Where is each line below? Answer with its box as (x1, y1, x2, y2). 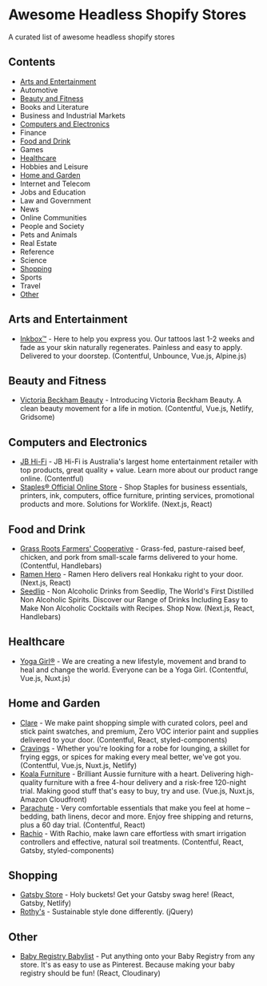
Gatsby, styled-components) (19, 845, 114, 855)
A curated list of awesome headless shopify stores (8, 32, 175, 42)
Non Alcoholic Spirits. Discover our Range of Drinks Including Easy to (19, 595, 249, 604)
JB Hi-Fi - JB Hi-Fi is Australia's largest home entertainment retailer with (19, 457, 258, 466)
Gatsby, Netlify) (19, 899, 72, 908)
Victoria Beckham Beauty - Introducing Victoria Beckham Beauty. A (19, 395, 242, 405)
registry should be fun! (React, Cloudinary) (19, 968, 161, 978)
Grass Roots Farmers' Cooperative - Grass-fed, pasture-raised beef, (19, 544, 245, 553)
